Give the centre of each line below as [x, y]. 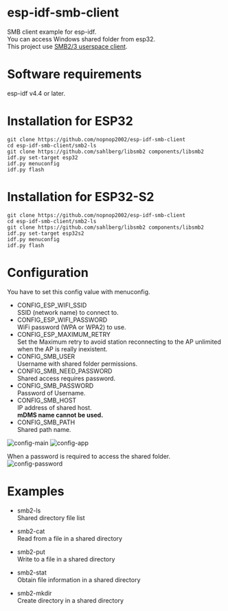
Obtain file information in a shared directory [79, 579]
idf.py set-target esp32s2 [46, 233]
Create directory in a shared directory [70, 600]
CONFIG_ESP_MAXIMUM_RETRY [64, 334]
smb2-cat [31, 531]
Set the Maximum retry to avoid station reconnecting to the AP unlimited [119, 342]
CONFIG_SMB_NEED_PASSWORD [65, 371]
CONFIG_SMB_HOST [47, 400]
